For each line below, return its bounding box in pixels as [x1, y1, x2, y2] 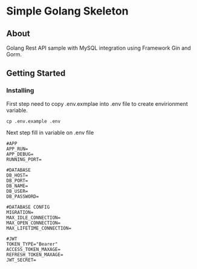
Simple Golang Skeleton [6, 4, 129, 18]
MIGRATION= [6, 209, 34, 215]
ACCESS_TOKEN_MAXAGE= [6, 246, 61, 252]
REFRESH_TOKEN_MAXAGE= [6, 251, 63, 258]
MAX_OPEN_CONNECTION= [6, 219, 61, 226]
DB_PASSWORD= [6, 193, 39, 199]
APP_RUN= [6, 146, 28, 152]
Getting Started [6, 68, 66, 79]
